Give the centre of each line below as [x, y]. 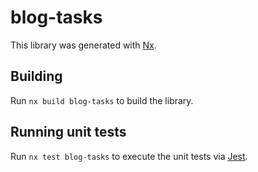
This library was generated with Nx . [83, 45]
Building [36, 76]
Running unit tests [68, 132]
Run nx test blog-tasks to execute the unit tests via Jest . [129, 156]
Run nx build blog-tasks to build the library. [102, 100]
